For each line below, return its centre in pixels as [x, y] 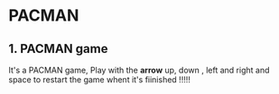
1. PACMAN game [58, 49]
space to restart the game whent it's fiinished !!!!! [99, 80]
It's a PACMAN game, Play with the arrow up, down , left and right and [139, 70]
